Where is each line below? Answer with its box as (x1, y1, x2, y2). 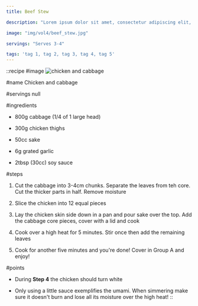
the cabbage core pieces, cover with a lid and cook (14, 217, 140, 224)
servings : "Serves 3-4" (6, 41, 65, 47)
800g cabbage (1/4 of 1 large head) (14, 113, 101, 121)
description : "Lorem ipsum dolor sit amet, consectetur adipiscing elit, (6, 19, 192, 25)
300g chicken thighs (14, 125, 65, 132)
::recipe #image (6, 67, 44, 74)
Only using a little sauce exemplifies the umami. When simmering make (14, 287, 188, 294)
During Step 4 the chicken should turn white (14, 276, 123, 283)
